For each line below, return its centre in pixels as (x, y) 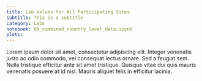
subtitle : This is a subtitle (45, 18)
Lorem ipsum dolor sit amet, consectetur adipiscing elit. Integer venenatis (99, 52)
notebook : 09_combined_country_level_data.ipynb (69, 29)
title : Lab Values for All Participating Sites (68, 12)
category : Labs (26, 23)
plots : (15, 35)
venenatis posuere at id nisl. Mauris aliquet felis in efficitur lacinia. (89, 71)
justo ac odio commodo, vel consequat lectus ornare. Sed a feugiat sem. (98, 58)
